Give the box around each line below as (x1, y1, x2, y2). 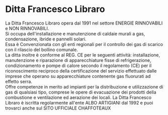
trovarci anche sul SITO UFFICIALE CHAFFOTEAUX (5, 105, 111, 111)
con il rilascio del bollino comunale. (5, 46, 78, 52)
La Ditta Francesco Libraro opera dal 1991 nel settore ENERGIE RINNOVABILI (5, 20, 163, 26)
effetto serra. (5, 78, 33, 84)
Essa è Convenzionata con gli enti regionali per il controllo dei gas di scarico (5, 41, 163, 47)
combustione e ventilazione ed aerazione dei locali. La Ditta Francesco (5, 94, 152, 100)
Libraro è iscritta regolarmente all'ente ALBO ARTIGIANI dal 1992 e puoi (5, 99, 153, 105)
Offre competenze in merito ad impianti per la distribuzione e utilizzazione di (5, 83, 163, 89)
